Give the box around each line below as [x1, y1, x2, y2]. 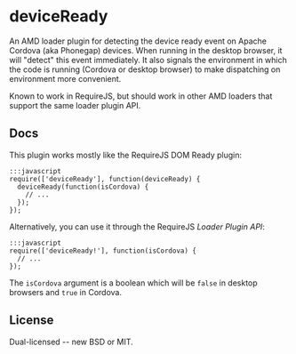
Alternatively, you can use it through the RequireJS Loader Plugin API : [9, 221, 265, 232]
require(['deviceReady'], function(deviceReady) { [9, 174, 201, 183]
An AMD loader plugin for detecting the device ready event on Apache [9, 36, 267, 46]
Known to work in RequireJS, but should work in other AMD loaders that [9, 91, 273, 101]
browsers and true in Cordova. [9, 286, 123, 297]
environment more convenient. [9, 73, 122, 84]
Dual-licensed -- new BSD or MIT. [9, 336, 133, 347]
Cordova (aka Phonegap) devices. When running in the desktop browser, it [9, 44, 283, 55]
